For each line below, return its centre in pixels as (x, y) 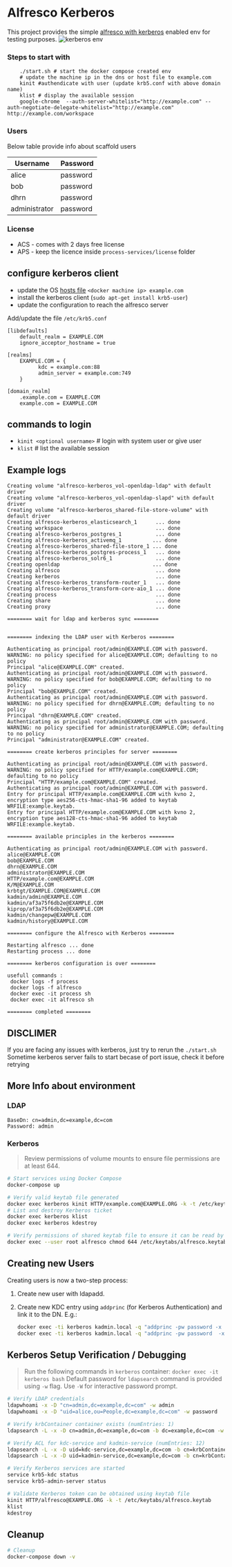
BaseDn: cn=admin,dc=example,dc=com (60, 1120)
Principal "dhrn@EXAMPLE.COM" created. (65, 716)
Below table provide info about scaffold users (72, 146)
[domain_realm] (29, 391)
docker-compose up (33, 1185)
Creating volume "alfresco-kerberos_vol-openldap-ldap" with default (109, 486)
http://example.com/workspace (51, 114)
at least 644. (42, 1166)
